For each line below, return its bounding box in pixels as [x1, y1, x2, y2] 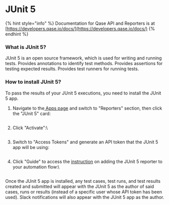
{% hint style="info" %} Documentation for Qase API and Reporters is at [5, 20, 155, 26]
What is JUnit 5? [5, 43, 46, 50]
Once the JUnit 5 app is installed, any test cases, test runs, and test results [5, 178, 160, 184]
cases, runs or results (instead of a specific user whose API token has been [5, 188, 162, 195]
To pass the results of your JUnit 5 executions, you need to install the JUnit [5, 90, 161, 96]
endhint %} [5, 31, 29, 37]
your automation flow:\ [12, 164, 60, 170]
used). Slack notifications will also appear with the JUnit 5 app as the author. [5, 194, 164, 200]
